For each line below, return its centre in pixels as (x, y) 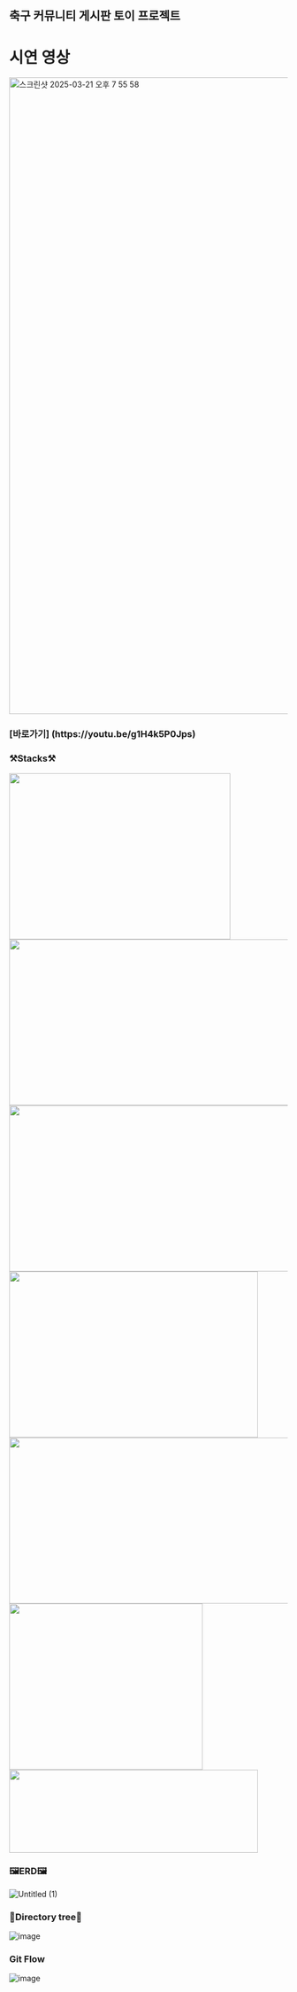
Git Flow (27, 1959)
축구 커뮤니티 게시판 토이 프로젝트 (95, 16)
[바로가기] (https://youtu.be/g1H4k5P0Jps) (103, 734)
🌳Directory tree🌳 (46, 1917)
